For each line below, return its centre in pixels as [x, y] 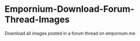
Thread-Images [37, 20]
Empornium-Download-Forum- [70, 9]
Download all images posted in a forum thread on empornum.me [70, 33]
